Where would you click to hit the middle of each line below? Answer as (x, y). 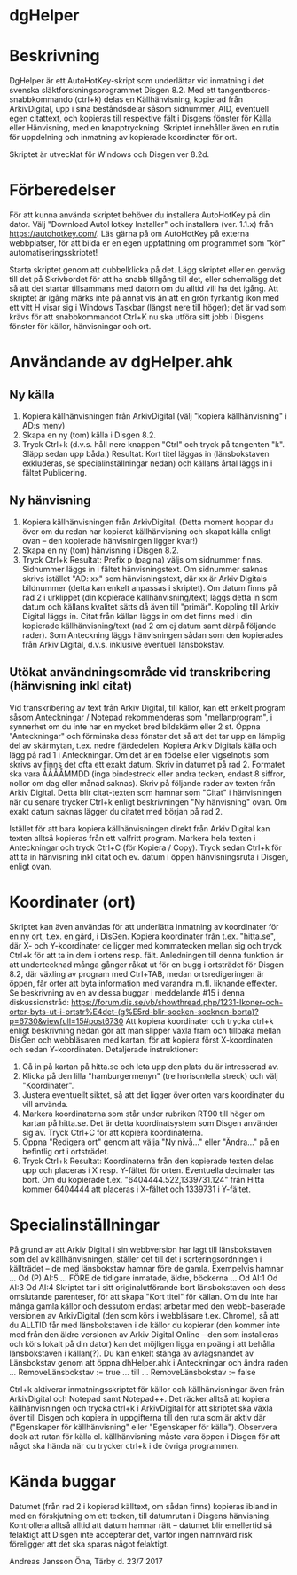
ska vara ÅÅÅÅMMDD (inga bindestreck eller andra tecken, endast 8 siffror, (147, 774)
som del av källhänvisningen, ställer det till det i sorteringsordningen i (136, 1259)
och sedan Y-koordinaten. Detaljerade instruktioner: (104, 1049)
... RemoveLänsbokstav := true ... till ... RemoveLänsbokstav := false (133, 1372)
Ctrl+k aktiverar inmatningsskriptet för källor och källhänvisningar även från (147, 1389)
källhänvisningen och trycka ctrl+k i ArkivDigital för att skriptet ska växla (141, 1408)
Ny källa (32, 394)
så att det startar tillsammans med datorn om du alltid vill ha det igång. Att (144, 288)
